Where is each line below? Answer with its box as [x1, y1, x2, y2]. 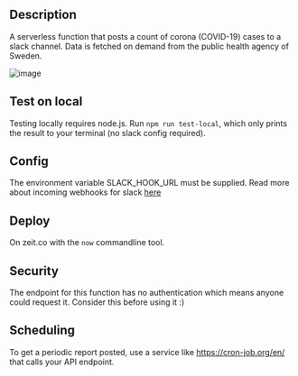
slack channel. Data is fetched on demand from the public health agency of [9, 41, 289, 51]
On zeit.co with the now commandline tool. [9, 237, 165, 248]
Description [9, 7, 77, 23]
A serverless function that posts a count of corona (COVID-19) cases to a [9, 31, 282, 41]
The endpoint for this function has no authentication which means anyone [9, 288, 284, 298]
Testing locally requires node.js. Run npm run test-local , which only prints [9, 117, 287, 129]
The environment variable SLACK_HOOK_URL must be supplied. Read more [9, 178, 290, 188]
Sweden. [9, 50, 42, 61]
